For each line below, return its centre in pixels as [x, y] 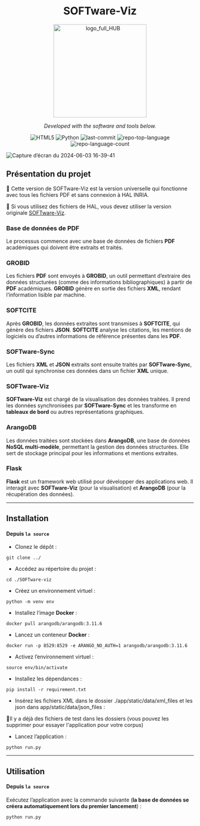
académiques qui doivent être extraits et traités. [65, 248]
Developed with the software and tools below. [100, 126]
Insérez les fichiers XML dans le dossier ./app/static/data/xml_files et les [104, 701]
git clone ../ [24, 558]
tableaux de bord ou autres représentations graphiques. [75, 412]
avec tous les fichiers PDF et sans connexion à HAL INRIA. [78, 194]
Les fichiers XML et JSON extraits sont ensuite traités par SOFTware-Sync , [99, 364]
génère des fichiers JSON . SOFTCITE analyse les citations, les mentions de [99, 330]
